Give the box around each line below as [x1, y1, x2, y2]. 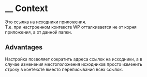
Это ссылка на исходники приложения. [5, 19, 86, 25]
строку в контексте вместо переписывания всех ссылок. [5, 66, 123, 72]
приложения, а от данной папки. [5, 29, 73, 35]
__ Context [5, 3, 48, 14]
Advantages [5, 43, 43, 51]
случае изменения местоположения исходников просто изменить [5, 61, 143, 67]
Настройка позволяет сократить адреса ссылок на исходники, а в [5, 56, 143, 62]
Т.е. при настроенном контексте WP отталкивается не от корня [5, 24, 137, 30]
